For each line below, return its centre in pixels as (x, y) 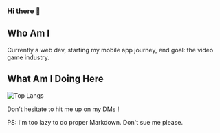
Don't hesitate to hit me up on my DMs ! (63, 109)
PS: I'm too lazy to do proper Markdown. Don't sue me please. (95, 122)
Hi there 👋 (24, 11)
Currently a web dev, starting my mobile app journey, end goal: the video (110, 50)
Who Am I (29, 33)
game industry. (29, 57)
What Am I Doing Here (56, 79)
